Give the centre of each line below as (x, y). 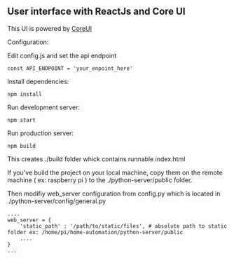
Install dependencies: (38, 81)
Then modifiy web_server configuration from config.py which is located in (114, 193)
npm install (25, 94)
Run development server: (44, 107)
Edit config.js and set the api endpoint (62, 55)
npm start (22, 120)
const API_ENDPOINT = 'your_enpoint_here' (70, 68)
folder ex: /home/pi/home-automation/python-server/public (95, 232)
